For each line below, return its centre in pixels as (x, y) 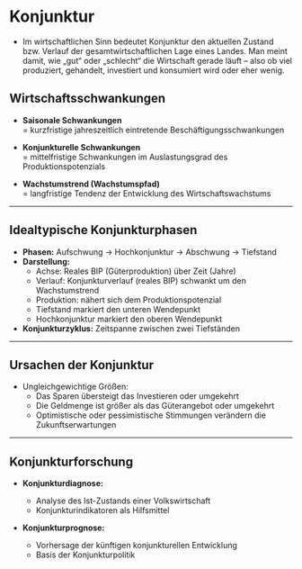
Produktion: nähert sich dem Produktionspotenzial (129, 300)
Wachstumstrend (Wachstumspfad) (91, 184)
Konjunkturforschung (71, 461)
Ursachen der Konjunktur (82, 365)
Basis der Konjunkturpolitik (85, 555)
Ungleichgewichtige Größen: (75, 387)
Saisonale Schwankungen (72, 120)
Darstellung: (46, 261)
